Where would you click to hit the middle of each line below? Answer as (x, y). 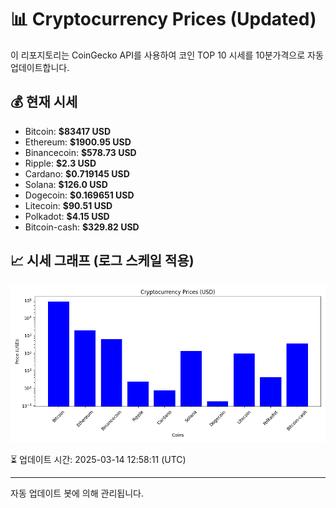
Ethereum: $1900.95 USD (78, 142)
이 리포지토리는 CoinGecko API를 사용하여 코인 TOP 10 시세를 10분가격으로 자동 (167, 55)
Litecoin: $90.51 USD (68, 205)
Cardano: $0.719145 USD (77, 173)
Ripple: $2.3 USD (60, 163)
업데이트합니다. (40, 67)
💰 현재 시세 (44, 102)
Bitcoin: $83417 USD (68, 131)
